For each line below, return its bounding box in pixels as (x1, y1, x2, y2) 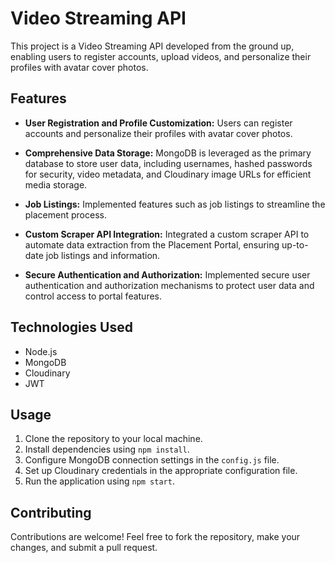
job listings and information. (45, 249, 161, 261)
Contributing (10, 504, 92, 521)
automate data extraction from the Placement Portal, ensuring (24, 238, 280, 251)
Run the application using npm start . (24, 475, 175, 487)
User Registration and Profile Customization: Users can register (24, 117, 293, 129)
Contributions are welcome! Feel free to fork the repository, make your (10, 531, 301, 543)
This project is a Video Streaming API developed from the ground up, (10, 40, 295, 52)
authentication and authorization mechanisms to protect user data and (24, 279, 315, 291)
